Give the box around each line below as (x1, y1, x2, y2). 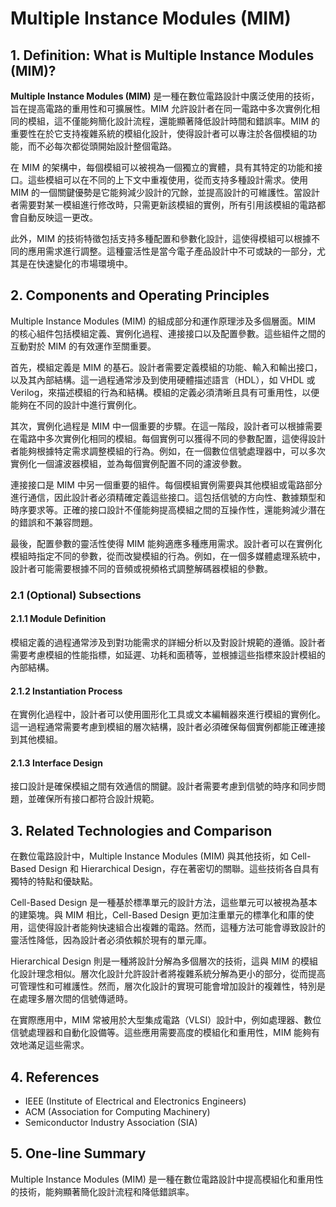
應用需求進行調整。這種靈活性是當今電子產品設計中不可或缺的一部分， (27, 245, 317, 257)
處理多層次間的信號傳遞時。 (18, 993, 133, 1005)
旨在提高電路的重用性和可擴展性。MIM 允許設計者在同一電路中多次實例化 (10, 103, 312, 114)
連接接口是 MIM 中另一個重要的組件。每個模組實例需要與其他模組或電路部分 (10, 478, 323, 491)
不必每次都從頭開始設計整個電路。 (36, 140, 177, 152)
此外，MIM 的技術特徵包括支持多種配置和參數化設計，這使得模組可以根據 (10, 233, 312, 244)
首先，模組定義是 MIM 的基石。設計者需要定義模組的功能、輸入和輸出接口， (10, 361, 323, 373)
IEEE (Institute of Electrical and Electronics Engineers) (24, 1095, 247, 1107)
